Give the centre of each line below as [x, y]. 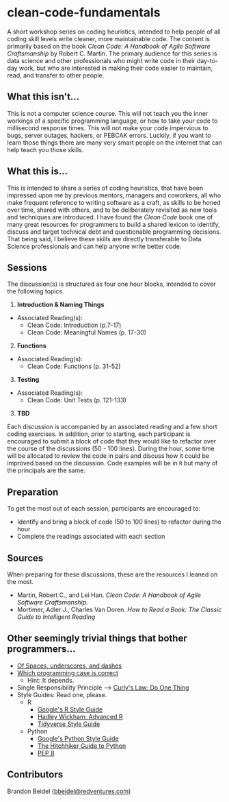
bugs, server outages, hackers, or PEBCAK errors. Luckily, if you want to [109, 135]
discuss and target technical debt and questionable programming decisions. [114, 232]
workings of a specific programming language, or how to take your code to [112, 121]
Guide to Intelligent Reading [56, 617]
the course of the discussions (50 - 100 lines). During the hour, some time [111, 449]
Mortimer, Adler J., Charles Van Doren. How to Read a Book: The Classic [119, 609]
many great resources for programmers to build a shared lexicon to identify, [113, 224]
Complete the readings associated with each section [91, 537]
